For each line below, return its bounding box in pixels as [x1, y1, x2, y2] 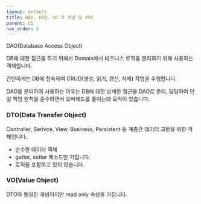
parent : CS [6, 20, 34, 26]
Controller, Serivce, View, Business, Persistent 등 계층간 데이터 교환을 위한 [6, 125, 187, 133]
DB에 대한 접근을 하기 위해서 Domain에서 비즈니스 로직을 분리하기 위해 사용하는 [6, 55, 194, 62]
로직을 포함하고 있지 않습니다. [14, 161, 85, 168]
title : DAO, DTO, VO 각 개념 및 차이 [6, 14, 94, 21]
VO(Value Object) [6, 176, 59, 185]
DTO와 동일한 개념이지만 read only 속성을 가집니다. [6, 191, 128, 198]
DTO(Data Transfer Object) [6, 111, 86, 120]
